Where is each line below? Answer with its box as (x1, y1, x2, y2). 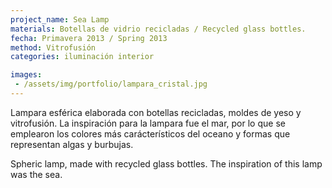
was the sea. (10, 168, 63, 180)
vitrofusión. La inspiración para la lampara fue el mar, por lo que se (10, 117, 286, 129)
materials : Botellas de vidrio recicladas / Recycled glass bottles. (10, 24, 307, 34)
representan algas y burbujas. (10, 138, 134, 150)
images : (10, 70, 43, 80)
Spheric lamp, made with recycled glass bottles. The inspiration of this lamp (10, 157, 323, 170)
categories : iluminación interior (10, 52, 155, 62)
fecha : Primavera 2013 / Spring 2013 (10, 33, 168, 43)
